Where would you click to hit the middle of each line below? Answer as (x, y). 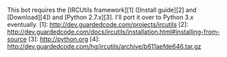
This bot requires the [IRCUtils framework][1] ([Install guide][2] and (102, 10)
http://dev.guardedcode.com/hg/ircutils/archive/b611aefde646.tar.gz (104, 46)
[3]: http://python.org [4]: (64, 39)
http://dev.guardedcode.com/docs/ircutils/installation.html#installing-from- (113, 32)
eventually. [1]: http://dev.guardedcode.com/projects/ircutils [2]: (98, 24)
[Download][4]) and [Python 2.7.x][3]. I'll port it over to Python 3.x (100, 17)
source (17, 39)
